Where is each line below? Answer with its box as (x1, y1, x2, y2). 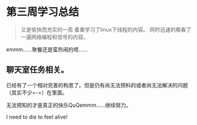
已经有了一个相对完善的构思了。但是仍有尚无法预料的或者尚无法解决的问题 (6, 81, 188, 88)
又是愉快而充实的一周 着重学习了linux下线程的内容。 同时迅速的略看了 (20, 26, 192, 33)
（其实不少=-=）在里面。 (6, 89, 68, 96)
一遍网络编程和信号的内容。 (20, 33, 89, 40)
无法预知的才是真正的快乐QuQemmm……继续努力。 (6, 101, 132, 108)
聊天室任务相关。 (6, 65, 69, 75)
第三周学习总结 (6, 5, 80, 19)
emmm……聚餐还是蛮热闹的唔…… (6, 45, 88, 53)
